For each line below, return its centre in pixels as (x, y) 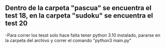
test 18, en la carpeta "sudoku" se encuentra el (79, 16)
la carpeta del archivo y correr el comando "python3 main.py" (68, 40)
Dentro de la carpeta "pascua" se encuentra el (78, 8)
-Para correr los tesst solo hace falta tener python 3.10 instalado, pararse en (83, 35)
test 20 (16, 23)
